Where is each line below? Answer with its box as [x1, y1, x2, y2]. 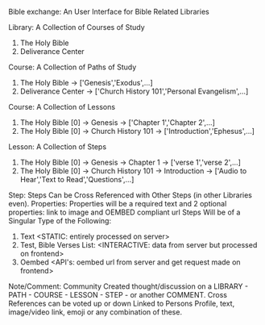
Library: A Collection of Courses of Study [8, 23, 145, 31]
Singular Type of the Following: [8, 216, 111, 225]
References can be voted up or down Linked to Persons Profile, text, [8, 298, 235, 308]
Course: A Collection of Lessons [8, 102, 115, 111]
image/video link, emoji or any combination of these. [8, 307, 183, 317]
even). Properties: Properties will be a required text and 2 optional [8, 199, 227, 208]
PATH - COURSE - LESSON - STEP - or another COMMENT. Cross [8, 290, 228, 299]
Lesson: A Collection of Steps [8, 142, 107, 152]
